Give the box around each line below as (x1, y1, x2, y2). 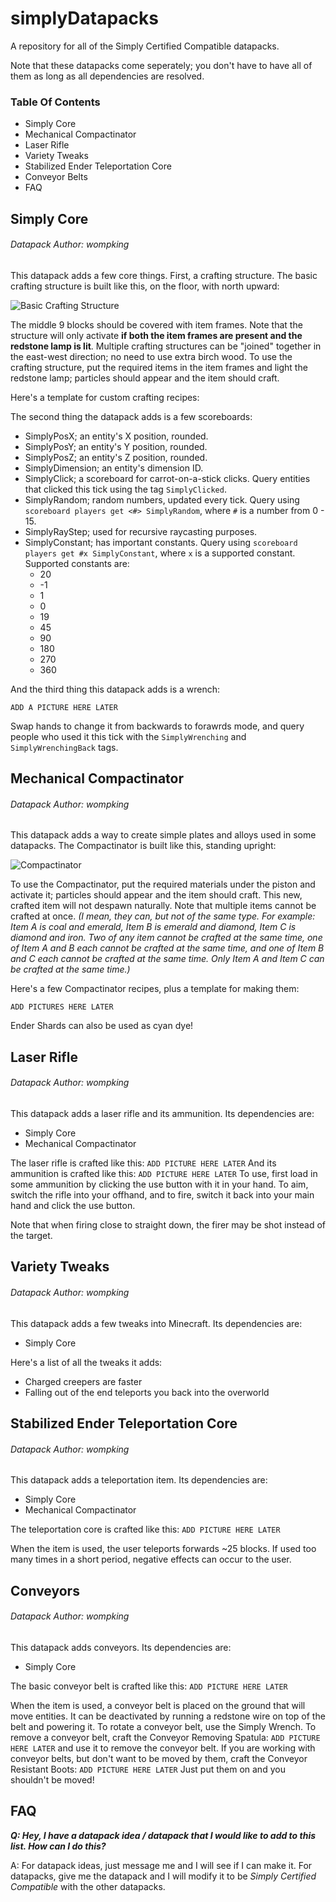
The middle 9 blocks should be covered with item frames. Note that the (10, 318, 303, 331)
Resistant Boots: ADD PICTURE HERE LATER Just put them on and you (10, 1763, 286, 1775)
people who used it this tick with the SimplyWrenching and (10, 730, 247, 742)
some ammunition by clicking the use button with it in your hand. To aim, (10, 1178, 309, 1191)
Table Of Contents (10, 95, 101, 109)
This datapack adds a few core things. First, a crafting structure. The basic (10, 269, 318, 281)
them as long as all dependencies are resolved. (10, 70, 205, 82)
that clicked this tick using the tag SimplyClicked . (24, 483, 227, 495)
